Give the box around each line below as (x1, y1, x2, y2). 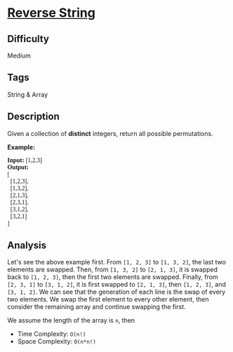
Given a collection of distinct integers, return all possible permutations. (7, 129, 213, 137)
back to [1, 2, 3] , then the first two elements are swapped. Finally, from (7, 273, 219, 281)
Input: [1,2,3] (7, 156, 42, 164)
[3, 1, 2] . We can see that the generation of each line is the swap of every (7, 287, 226, 296)
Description (7, 111, 60, 123)
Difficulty (7, 33, 49, 45)
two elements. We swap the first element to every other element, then (7, 295, 209, 304)
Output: (7, 163, 29, 171)
